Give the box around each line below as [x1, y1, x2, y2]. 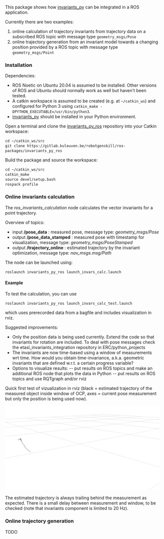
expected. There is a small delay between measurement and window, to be [5, 500, 156, 506]
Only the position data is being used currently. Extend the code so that [12, 334, 155, 340]
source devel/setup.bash [5, 177, 56, 182]
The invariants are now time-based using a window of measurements [12, 349, 152, 355]
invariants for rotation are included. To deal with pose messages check [12, 339, 155, 345]
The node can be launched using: [5, 259, 73, 265]
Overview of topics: [5, 219, 45, 225]
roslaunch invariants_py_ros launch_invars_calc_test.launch [5, 301, 133, 306]
